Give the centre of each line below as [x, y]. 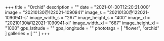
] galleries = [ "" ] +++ [28, 33]
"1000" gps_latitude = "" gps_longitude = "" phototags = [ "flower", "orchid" [82, 28]
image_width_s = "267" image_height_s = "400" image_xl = [90, 18]
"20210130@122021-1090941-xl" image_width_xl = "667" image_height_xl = [82, 23]
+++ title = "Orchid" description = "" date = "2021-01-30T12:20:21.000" [78, 7]
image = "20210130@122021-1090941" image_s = [56, 12]
